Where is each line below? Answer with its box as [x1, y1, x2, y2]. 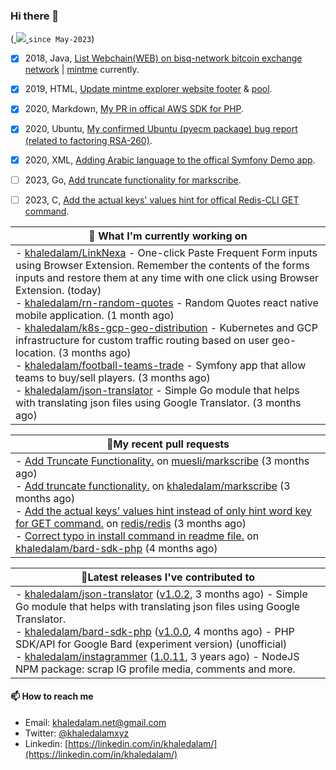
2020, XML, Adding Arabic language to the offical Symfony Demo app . [24, 154, 316, 166]
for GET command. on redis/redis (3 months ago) [15, 516, 247, 530]
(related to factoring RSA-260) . [24, 134, 153, 146]
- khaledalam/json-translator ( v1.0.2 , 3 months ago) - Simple [15, 587, 308, 601]
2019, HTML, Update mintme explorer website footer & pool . [24, 83, 273, 95]
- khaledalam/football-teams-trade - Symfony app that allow [15, 358, 307, 372]
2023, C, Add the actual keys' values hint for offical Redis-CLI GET [24, 194, 300, 206]
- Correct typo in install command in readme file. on [15, 529, 260, 543]
